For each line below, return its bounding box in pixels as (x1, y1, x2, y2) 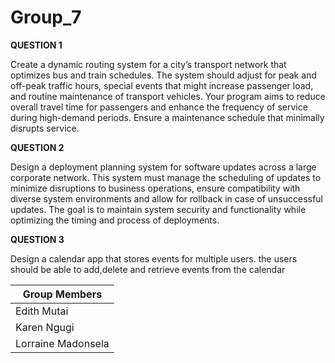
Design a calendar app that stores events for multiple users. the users (10, 252, 298, 265)
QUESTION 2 (10, 141, 65, 153)
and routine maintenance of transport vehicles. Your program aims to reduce (10, 90, 326, 102)
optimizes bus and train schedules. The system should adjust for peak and (10, 69, 317, 81)
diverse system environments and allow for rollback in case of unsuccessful (10, 192, 323, 205)
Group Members (22, 287, 103, 301)
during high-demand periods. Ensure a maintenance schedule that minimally (10, 111, 325, 123)
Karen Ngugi (15, 320, 75, 334)
